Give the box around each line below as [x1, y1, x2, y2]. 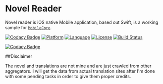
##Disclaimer [5, 53, 32, 59]
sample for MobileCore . [5, 24, 52, 30]
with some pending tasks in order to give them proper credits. [5, 73, 131, 79]
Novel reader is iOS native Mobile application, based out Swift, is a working [5, 19, 159, 25]
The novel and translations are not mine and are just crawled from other [5, 63, 152, 69]
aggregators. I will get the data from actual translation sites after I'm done [5, 68, 155, 74]
